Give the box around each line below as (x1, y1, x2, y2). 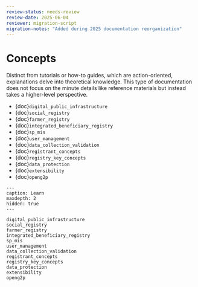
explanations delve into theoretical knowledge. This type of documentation (6, 78, 193, 85)
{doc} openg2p (14, 173, 48, 181)
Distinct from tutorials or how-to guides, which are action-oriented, (6, 72, 173, 79)
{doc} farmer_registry (14, 115, 70, 123)
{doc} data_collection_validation (14, 141, 100, 149)
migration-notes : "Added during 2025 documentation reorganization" (6, 25, 182, 32)
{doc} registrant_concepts (14, 147, 81, 155)
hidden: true (6, 201, 39, 207)
